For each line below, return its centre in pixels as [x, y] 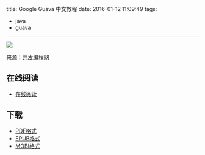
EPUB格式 [28, 138]
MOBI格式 [28, 146]
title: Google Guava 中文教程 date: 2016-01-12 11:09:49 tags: [82, 9]
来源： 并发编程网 [28, 57]
